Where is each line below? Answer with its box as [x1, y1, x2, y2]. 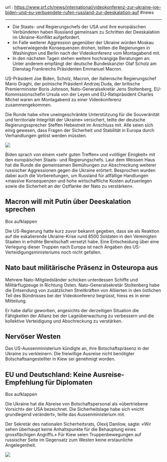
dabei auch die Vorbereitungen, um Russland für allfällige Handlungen [5, 173, 149, 178]
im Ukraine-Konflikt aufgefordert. [12, 34, 81, 40]
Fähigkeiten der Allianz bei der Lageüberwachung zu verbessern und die [5, 313, 154, 319]
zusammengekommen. [5, 102, 52, 108]
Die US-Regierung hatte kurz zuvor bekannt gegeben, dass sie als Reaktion [5, 228, 160, 234]
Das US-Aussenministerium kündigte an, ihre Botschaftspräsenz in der [5, 345, 150, 351]
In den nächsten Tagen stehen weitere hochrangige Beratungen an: [12, 56, 151, 61]
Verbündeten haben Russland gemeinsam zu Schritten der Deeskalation [12, 29, 160, 35]
